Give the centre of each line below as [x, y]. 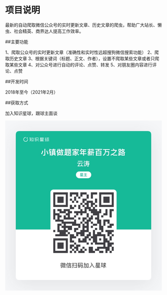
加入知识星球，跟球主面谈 [31, 113]
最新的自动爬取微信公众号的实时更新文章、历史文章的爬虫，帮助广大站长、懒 [83, 25]
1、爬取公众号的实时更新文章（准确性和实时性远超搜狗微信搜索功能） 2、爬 [82, 52]
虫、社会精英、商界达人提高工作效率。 [44, 31]
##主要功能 [17, 42]
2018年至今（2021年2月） [32, 92]
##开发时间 [17, 81]
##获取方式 [17, 102]
